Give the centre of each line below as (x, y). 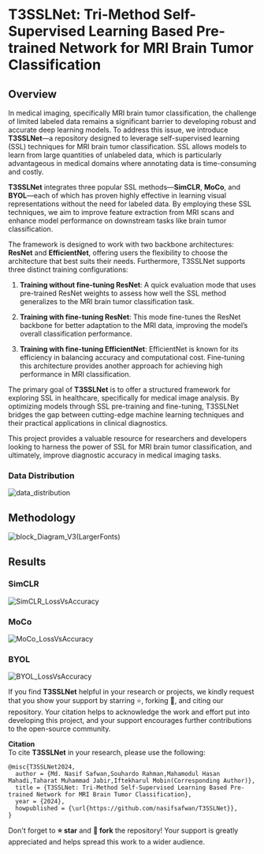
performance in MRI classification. (75, 374)
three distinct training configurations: (68, 269)
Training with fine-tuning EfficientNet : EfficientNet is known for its (129, 349)
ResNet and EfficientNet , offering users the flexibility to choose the (118, 253)
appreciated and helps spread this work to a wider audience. (106, 842)
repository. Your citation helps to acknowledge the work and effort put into (129, 712)
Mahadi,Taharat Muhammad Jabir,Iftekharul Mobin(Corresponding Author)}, (132, 781)
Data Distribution (41, 476)
